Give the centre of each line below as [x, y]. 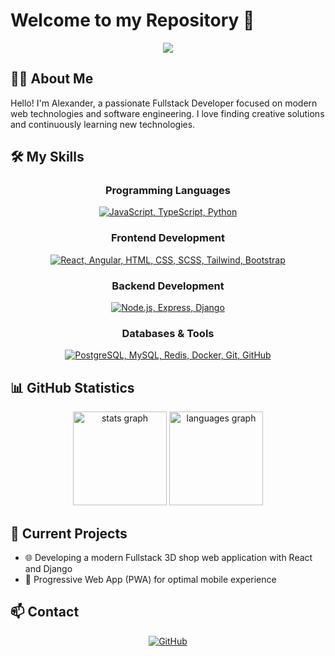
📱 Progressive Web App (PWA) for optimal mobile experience [150, 579]
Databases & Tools [168, 333]
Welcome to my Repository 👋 [132, 20]
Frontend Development [168, 238]
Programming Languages [168, 191]
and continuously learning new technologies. [103, 124]
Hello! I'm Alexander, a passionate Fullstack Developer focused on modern [164, 103]
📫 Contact [45, 612]
